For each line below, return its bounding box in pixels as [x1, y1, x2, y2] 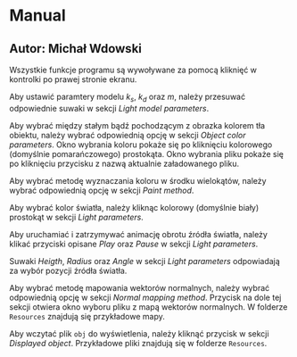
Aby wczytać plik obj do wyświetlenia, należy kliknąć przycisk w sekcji [9, 328, 269, 339]
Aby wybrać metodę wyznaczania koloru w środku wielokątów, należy [9, 175, 267, 186]
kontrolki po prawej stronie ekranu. [9, 74, 137, 85]
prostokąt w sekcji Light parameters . [9, 212, 144, 222]
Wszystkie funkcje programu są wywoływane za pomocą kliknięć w [9, 64, 257, 75]
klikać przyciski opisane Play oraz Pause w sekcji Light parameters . [9, 238, 259, 249]
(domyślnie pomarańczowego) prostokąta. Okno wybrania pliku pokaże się [9, 148, 284, 159]
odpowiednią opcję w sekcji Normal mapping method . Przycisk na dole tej [9, 292, 282, 303]
